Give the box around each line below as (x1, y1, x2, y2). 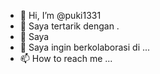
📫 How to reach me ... (19, 53, 113, 64)
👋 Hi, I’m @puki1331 (19, 10, 102, 21)
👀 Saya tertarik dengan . (19, 20, 120, 32)
